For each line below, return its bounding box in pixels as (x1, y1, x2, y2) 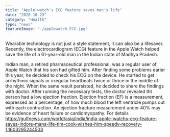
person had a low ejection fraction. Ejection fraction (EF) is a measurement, (5, 94, 164, 100)
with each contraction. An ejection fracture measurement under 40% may (5, 105, 161, 111)
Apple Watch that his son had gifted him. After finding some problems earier (5, 67, 165, 73)
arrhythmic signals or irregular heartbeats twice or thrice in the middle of (5, 78, 159, 84)
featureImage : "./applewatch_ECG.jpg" (5, 27, 88, 32)
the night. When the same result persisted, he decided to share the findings (5, 83, 164, 89)
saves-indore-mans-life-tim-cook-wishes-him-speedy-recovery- (5, 121, 142, 127)
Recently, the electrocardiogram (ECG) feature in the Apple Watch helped (5, 46, 160, 52)
